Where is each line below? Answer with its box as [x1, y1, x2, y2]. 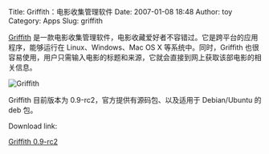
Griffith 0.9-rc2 [8, 137, 59, 146]
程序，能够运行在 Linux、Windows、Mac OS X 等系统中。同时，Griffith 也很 [8, 43, 259, 52]
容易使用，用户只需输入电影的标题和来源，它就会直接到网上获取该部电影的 [8, 53, 255, 62]
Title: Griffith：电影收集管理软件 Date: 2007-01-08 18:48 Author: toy [8, 7, 233, 16]
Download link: [8, 121, 58, 131]
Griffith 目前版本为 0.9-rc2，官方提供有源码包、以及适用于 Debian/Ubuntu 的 [8, 95, 262, 104]
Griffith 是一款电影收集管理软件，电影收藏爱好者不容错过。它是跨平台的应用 [8, 33, 259, 42]
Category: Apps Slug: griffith [8, 16, 103, 26]
